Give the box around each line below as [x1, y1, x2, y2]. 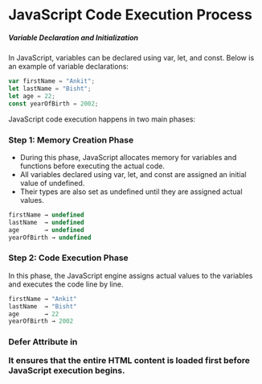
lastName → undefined [8, 218, 84, 226]
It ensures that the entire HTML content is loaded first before [8, 354, 251, 365]
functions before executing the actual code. [19, 161, 165, 171]
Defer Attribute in [8, 337, 78, 348]
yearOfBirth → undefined [8, 233, 92, 242]
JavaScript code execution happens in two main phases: [8, 114, 195, 124]
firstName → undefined [8, 211, 84, 219]
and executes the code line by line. [8, 279, 124, 289]
